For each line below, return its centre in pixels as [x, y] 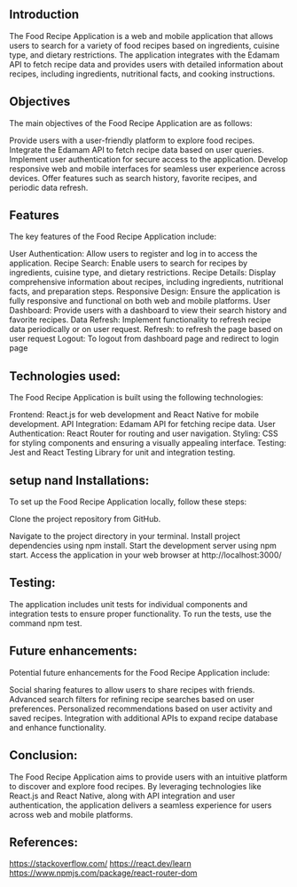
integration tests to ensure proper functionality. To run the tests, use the [141, 614]
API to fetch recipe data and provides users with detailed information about [146, 64]
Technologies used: [65, 376]
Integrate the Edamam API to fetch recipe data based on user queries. [137, 149]
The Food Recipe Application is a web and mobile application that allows [141, 36]
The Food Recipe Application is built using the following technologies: [137, 398]
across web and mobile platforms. [71, 814]
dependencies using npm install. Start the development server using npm [143, 546]
